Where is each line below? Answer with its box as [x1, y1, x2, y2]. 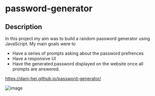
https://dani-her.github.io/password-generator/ [5, 76, 102, 81]
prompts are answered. [12, 66, 60, 72]
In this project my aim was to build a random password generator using [5, 35, 150, 41]
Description [5, 23, 42, 31]
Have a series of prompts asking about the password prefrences [12, 50, 144, 56]
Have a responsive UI [12, 56, 56, 62]
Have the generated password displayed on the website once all [12, 61, 144, 66]
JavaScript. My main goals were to [5, 41, 76, 47]
